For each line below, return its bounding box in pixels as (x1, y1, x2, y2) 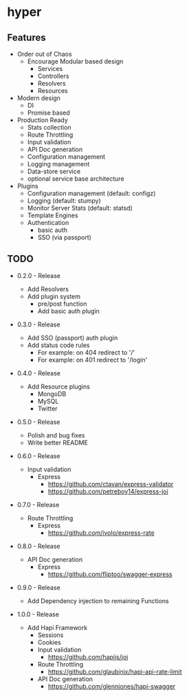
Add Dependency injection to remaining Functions (27, 596, 170, 605)
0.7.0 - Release (16, 500, 60, 509)
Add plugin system (27, 292, 81, 300)
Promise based (27, 108, 70, 117)
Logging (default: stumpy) (27, 197, 101, 204)
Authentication (27, 219, 69, 226)
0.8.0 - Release (16, 542, 60, 550)
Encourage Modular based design (27, 57, 124, 66)
